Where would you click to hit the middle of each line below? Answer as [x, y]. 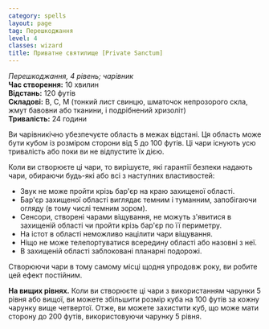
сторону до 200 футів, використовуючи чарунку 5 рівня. [105, 316]
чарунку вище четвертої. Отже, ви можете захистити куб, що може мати [134, 308]
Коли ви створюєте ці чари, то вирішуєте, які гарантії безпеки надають [130, 167]
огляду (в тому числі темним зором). [84, 208]
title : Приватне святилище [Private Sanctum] [86, 53]
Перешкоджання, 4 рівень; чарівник [71, 76]
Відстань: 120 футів [42, 93]
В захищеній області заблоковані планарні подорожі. [111, 251]
